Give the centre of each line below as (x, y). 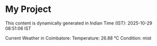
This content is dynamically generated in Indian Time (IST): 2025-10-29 (79, 23)
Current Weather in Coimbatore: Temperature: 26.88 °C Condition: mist (78, 38)
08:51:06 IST (18, 28)
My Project (28, 9)
